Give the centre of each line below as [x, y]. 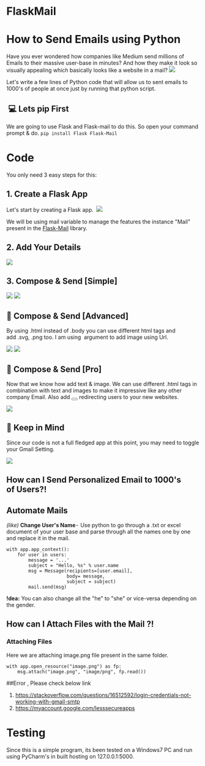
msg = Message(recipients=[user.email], [80, 571]
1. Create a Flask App [47, 194]
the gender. [21, 605]
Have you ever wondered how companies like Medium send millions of [95, 56]
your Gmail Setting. [31, 449]
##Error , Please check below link [49, 683]
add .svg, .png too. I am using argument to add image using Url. [87, 337]
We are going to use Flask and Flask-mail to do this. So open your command [102, 126]
